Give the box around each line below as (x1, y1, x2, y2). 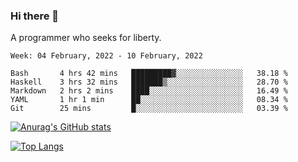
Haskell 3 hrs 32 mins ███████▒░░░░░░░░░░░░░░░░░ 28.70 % (10, 77, 288, 88)
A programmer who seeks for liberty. (10, 32, 162, 44)
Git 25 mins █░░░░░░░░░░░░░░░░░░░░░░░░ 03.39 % (10, 104, 288, 114)
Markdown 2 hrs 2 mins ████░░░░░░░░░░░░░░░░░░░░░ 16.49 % (10, 86, 288, 96)
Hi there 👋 (10, 9, 60, 23)
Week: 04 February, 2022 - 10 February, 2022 (10, 51, 203, 61)
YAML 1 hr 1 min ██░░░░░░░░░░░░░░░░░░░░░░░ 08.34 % (10, 95, 288, 105)
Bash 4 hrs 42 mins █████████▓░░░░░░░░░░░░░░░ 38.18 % (10, 69, 288, 79)
